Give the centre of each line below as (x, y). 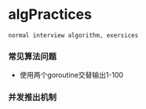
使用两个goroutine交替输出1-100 (71, 75)
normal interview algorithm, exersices (73, 35)
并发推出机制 (33, 97)
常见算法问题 (33, 56)
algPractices (50, 15)
